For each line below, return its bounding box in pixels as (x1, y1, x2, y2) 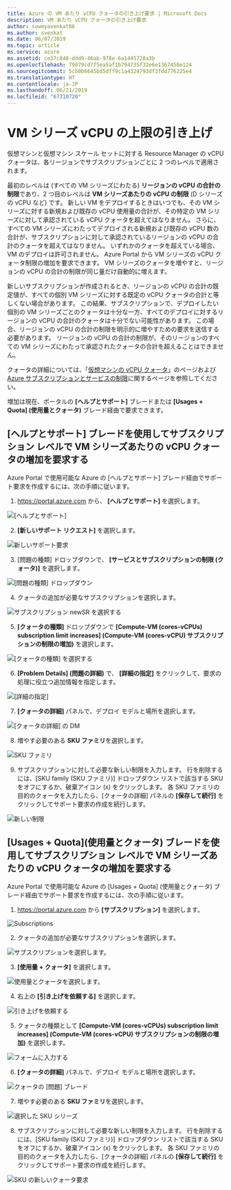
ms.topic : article (7, 42, 60, 49)
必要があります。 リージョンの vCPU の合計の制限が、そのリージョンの (7, 334, 208, 342)
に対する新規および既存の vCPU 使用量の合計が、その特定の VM (25, 207, 206, 215)
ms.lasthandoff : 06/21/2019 (7, 87, 88, 94)
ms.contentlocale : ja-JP (7, 81, 78, 88)
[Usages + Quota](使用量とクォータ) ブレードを (7, 837, 211, 848)
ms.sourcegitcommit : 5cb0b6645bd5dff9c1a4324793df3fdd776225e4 (7, 68, 192, 74)
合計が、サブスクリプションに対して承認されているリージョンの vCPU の (7, 232, 213, 241)
